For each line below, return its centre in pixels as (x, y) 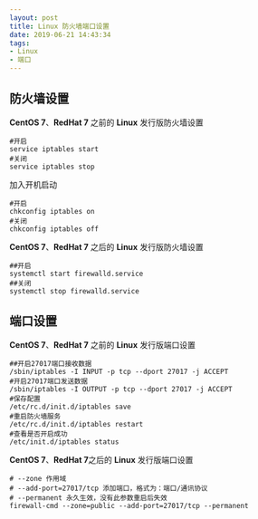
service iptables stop (52, 167)
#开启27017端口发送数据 (49, 381)
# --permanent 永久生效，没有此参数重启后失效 (88, 498)
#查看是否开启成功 (38, 434)
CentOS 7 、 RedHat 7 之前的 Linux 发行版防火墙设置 (106, 122)
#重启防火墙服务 (35, 416)
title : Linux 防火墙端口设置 (60, 26)
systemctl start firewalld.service (76, 274)
